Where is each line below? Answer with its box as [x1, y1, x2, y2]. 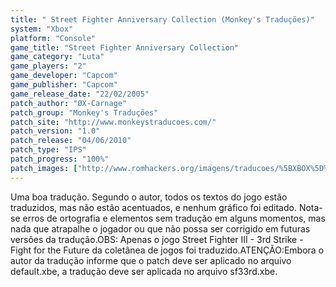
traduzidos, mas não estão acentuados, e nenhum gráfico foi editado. [10, 201, 297, 213]
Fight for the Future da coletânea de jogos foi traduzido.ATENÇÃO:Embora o [10, 244, 325, 256]
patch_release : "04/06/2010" [10, 136, 132, 146]
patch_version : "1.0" [10, 126, 101, 136]
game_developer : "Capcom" [10, 71, 118, 81]
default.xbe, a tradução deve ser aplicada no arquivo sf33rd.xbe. [10, 265, 278, 277]
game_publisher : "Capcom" [10, 80, 118, 90]
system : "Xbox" [10, 24, 74, 34]
